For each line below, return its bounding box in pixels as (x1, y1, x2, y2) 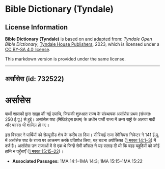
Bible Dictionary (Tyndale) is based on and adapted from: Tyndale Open (5, 36, 152, 42)
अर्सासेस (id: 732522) (5, 75, 64, 83)
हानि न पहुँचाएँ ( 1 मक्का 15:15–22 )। (5, 148, 64, 154)
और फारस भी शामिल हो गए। (5, 122, 50, 128)
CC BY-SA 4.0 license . (5, 47, 51, 52)
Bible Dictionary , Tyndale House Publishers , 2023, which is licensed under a (5, 41, 160, 47)
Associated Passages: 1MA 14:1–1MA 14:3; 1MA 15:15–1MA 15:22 (12, 158, 143, 164)
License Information (5, 23, 68, 31)
